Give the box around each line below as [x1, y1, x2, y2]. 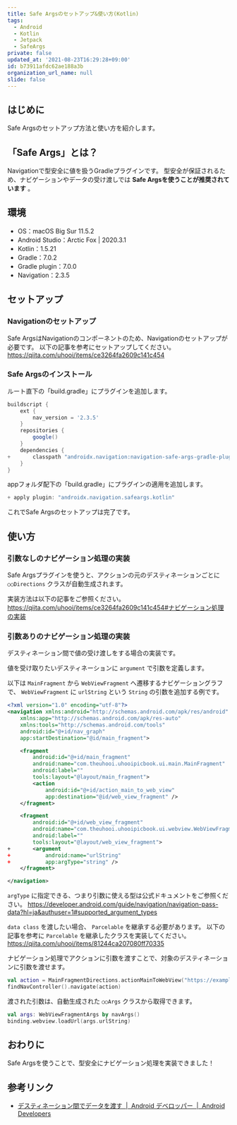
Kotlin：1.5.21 [17, 244, 56, 253]
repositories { [20, 427, 65, 434]
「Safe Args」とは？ [7, 146, 99, 159]
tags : [7, 17, 23, 24]
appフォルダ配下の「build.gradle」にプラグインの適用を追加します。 [7, 480, 207, 489]
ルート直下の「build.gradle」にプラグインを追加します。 [7, 387, 171, 395]
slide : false [7, 75, 46, 83]
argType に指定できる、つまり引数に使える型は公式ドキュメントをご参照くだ [7, 892, 229, 900]
